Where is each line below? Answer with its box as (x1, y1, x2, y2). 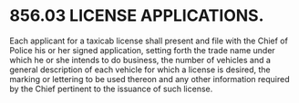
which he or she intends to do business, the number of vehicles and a (9, 54, 272, 65)
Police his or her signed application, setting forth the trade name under (9, 44, 275, 55)
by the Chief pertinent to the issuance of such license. (9, 83, 213, 94)
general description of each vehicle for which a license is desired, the (9, 64, 271, 75)
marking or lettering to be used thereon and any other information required (9, 73, 290, 84)
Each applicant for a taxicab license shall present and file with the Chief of (9, 35, 289, 46)
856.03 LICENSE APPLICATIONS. (9, 5, 264, 26)
